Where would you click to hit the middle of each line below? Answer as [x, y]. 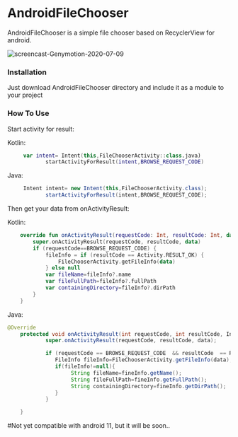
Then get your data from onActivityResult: [68, 209]
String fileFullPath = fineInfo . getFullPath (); [139, 380]
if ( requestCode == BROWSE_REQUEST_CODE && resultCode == [136, 354]
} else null [63, 268]
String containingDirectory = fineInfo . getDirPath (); [148, 386]
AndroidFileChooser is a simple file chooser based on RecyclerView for [111, 33]
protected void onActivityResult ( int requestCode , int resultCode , [121, 334]
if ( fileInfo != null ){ [85, 367]
